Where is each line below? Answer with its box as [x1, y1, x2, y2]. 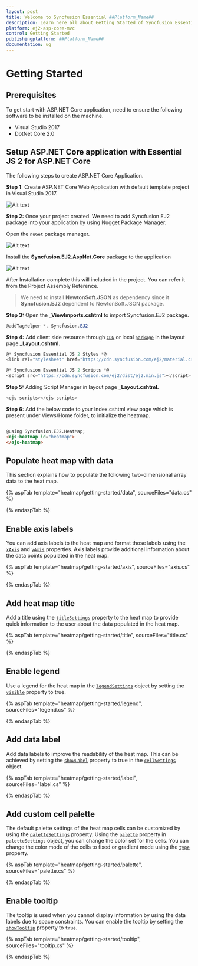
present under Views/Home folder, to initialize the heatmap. [6, 411, 151, 419]
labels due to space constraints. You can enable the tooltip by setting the [6, 918, 183, 925]
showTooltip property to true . [6, 924, 78, 931]
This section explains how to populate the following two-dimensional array [6, 471, 187, 479]
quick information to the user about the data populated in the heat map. [6, 620, 180, 627]
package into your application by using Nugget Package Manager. [6, 219, 167, 226]
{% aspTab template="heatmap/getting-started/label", [6, 774, 137, 781]
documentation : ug [6, 42, 51, 48]
